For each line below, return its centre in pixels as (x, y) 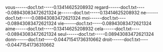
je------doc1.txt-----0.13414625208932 (99, 13)
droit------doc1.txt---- (125, 39)
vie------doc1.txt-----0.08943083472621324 (105, 23)
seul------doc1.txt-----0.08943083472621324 (106, 34)
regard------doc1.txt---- (120, 7)
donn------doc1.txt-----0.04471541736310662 (53, 39)
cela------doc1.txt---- (117, 29)
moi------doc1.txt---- (104, 18)
